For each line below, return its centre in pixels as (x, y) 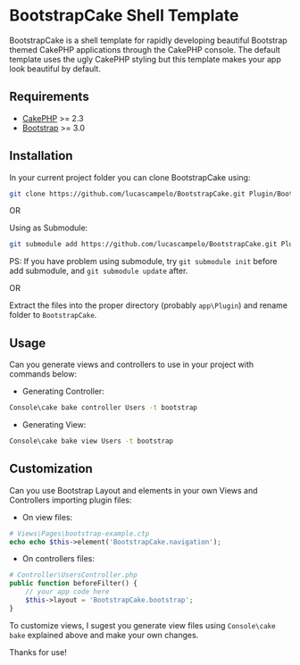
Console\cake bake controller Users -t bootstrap (104, 408)
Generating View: (54, 424)
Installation (41, 156)
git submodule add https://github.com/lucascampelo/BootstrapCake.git (143, 245)
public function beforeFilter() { (74, 584)
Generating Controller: (63, 391)
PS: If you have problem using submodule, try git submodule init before (143, 262)
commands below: (43, 374)
